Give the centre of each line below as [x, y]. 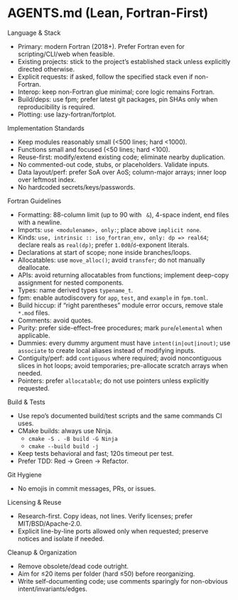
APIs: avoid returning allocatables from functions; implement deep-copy [123, 275]
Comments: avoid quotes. [55, 320]
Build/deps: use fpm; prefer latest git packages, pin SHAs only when [118, 99]
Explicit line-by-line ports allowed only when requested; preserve [113, 531]
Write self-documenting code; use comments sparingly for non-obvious [123, 581]
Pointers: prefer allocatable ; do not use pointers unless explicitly [113, 381]
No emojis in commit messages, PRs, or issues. [87, 489]
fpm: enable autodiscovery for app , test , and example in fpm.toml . [113, 298]
